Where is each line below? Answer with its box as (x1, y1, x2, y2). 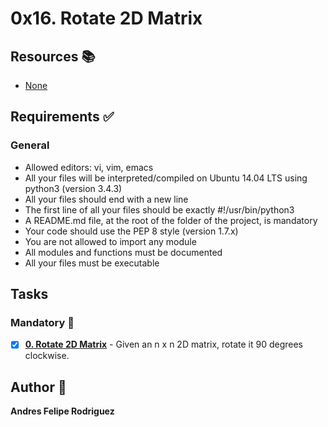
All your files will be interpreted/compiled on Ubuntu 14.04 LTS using (24, 172, 308, 184)
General (10, 138, 50, 152)
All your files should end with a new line (24, 193, 189, 205)
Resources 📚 (10, 48, 96, 65)
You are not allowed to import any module (24, 235, 197, 247)
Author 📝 (10, 378, 67, 396)
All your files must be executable (24, 257, 160, 269)
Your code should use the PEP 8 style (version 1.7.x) (24, 225, 239, 237)
